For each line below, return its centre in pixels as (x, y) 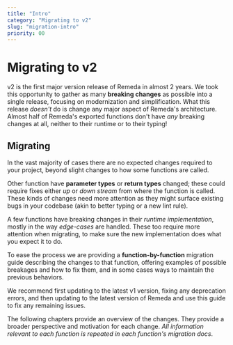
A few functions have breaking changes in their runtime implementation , (111, 219)
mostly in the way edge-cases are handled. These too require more (104, 227)
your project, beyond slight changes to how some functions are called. (108, 170)
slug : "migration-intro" (43, 26)
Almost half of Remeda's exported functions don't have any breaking (106, 116)
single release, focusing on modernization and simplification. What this (109, 102)
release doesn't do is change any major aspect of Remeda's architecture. (112, 109)
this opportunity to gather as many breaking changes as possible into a (110, 94)
